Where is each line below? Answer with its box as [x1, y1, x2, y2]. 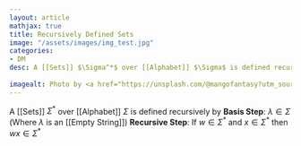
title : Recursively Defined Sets [9, 30, 134, 39]
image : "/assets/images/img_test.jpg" [9, 38, 154, 47]
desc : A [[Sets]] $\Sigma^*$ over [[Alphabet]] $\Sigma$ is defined [9, 64, 271, 73]
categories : [9, 47, 54, 56]
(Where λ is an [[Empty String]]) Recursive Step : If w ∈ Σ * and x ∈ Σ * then [9, 116, 288, 127]
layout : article [9, 13, 70, 22]
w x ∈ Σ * [9, 126, 42, 139]
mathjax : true [9, 21, 63, 30]
